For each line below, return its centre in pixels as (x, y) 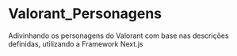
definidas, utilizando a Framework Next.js (76, 43)
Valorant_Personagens (85, 14)
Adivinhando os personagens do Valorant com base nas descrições (118, 35)
